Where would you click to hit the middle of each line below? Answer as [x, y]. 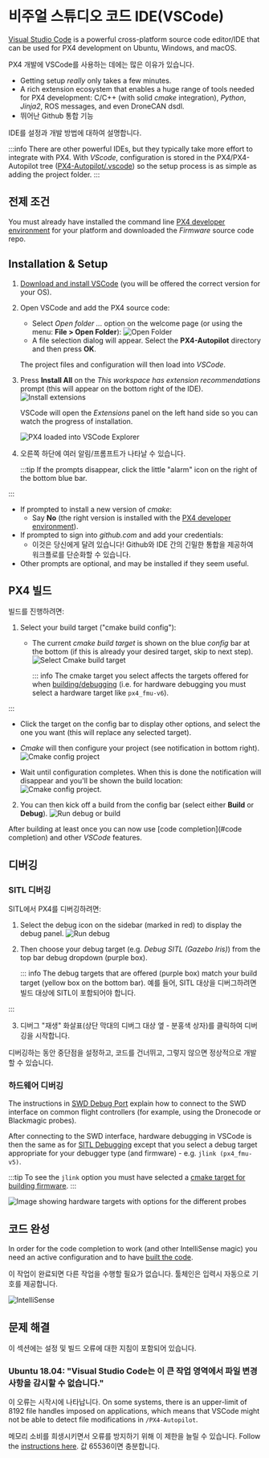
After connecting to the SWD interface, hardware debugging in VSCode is [130, 1136]
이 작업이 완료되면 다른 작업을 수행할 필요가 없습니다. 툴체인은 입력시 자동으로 [129, 1274]
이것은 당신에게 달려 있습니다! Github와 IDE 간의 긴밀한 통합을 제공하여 [143, 544]
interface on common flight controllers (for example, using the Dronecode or [135, 1112]
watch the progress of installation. [76, 421]
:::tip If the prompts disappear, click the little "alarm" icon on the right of [139, 469]
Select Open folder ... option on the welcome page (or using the [137, 323]
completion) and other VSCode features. [75, 838]
